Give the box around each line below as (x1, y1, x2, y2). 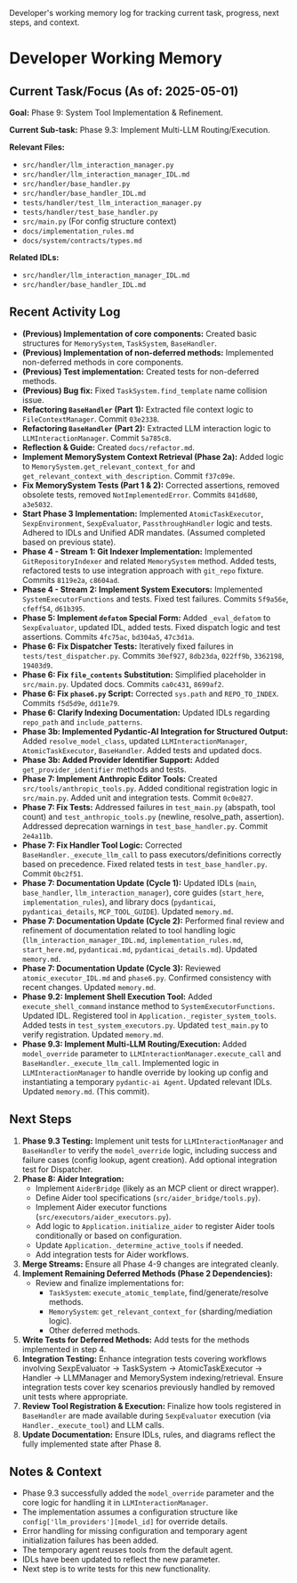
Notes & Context (9, 1464, 102, 1480)
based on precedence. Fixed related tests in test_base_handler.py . (21, 858, 268, 869)
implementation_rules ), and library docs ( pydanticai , (21, 896, 216, 907)
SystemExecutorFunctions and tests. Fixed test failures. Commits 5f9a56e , (21, 593, 289, 604)
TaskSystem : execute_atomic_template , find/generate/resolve (48, 1287, 269, 1298)
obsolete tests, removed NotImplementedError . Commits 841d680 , (21, 489, 258, 500)
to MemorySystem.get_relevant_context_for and (21, 461, 196, 472)
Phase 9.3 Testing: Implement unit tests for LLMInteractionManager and (21, 1136, 285, 1146)
